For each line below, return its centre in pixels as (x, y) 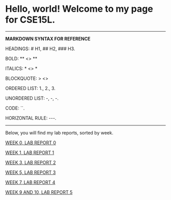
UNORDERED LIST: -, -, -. (32, 98)
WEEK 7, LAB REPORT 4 (30, 182)
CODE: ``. (15, 108)
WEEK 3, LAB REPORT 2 (31, 162)
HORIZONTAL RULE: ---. (31, 118)
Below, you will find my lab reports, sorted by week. (59, 132)
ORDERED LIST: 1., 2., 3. (31, 88)
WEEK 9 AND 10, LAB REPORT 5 (39, 192)
